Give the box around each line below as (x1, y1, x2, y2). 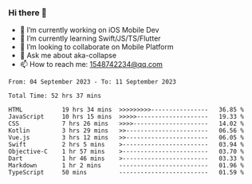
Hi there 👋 (8, 7, 48, 18)
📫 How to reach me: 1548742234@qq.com (19, 60, 163, 69)
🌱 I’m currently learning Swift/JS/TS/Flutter (19, 33, 161, 43)
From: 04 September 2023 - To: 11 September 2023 (8, 78, 177, 86)
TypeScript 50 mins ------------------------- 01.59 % (8, 169, 245, 177)
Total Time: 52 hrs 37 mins (8, 92, 102, 100)
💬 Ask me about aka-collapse (19, 51, 117, 61)
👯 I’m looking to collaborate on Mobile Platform (19, 42, 174, 52)
